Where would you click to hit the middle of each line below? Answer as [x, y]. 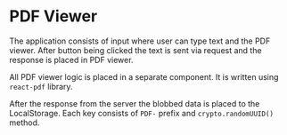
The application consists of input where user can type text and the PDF [140, 41]
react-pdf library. [41, 86]
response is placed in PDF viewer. [71, 60]
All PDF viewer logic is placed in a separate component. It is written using [144, 76]
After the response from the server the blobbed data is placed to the [135, 103]
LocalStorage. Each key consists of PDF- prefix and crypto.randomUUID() [142, 113]
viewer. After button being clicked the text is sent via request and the [135, 50]
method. [25, 123]
